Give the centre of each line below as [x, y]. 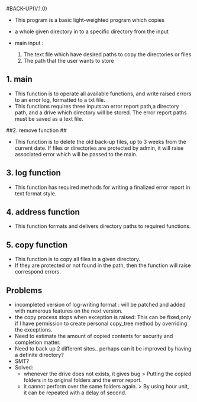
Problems [24, 290]
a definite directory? [39, 355]
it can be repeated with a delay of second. [75, 393]
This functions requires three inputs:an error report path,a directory [97, 106]
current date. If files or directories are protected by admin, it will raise [99, 148]
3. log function [33, 173]
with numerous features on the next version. [69, 311]
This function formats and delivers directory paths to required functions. [103, 226]
